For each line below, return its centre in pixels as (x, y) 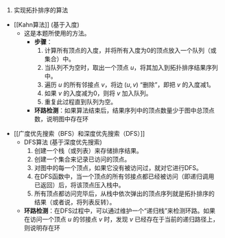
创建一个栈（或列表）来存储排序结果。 (88, 151)
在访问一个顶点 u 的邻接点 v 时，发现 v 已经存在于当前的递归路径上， (121, 219)
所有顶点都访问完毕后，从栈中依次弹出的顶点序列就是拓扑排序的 (124, 193)
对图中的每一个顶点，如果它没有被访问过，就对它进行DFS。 (118, 168)
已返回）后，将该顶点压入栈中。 (79, 185)
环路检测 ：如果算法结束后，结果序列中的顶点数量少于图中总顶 (121, 110)
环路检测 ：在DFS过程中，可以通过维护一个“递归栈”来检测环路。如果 (120, 211)
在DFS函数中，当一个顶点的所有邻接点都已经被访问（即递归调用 (124, 176)
